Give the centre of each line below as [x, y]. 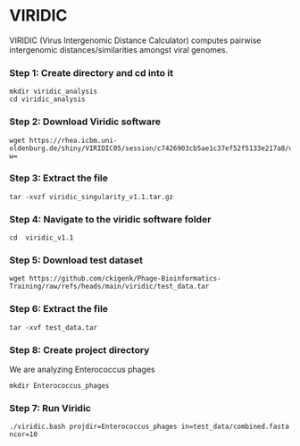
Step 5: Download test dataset [76, 260]
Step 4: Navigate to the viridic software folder [110, 219]
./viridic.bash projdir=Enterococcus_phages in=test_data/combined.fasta [150, 427]
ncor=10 [24, 434]
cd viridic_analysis [48, 99]
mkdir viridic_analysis [54, 92]
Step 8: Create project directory [79, 349]
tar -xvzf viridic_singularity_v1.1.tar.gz [92, 197]
